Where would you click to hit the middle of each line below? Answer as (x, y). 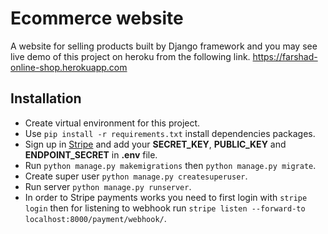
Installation (46, 98)
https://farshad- (285, 56)
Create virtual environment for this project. (112, 123)
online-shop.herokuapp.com (69, 67)
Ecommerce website (97, 18)
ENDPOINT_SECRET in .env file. (91, 154)
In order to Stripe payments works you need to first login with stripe (166, 197)
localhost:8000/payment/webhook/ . (95, 218)
